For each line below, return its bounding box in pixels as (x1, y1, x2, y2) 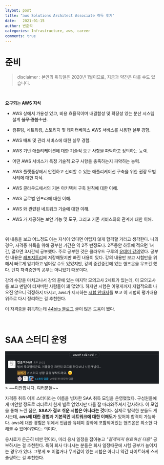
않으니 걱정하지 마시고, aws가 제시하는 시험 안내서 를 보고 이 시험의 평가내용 (14, 289, 158, 295)
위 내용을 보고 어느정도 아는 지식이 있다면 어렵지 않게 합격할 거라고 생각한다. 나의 (5, 236, 159, 242)
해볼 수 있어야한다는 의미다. (5, 426, 58, 432)
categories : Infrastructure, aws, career (5, 28, 91, 34)
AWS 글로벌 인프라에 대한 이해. (12, 195, 72, 201)
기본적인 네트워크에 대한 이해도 (54, 414, 113, 419)
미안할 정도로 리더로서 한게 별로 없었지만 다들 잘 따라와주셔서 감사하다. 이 (10, 401, 150, 407)
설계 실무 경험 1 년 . (12, 116, 48, 122)
